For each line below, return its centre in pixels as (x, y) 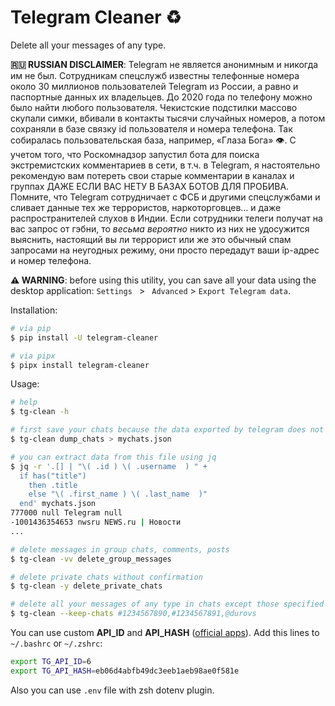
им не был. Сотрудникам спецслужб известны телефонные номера (155, 75)
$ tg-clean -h (40, 412)
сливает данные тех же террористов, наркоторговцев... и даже (146, 207)
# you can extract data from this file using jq (113, 457)
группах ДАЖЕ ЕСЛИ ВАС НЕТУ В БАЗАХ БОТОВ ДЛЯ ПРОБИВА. (150, 186)
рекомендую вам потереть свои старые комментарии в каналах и (152, 175)
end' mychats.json (58, 504)
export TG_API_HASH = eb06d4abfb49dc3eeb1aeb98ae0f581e (125, 671)
